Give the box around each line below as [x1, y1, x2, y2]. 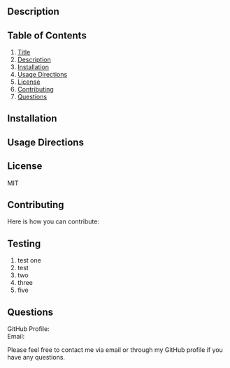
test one [17, 256, 42, 265]
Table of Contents [7, 29, 87, 41]
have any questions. [7, 353, 65, 362]
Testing [7, 237, 41, 249]
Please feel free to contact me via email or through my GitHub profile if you [7, 346, 224, 354]
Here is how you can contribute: [7, 217, 100, 226]
